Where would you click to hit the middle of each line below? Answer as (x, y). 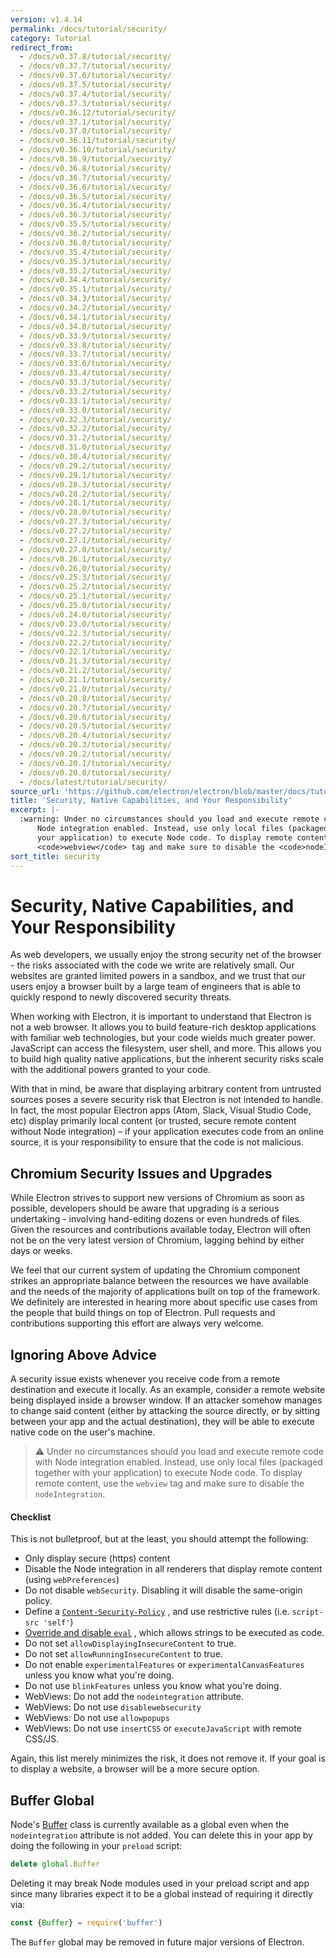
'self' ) (58, 1622)
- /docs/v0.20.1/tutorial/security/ (95, 763)
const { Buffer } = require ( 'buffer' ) (86, 1922)
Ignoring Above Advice (83, 1354)
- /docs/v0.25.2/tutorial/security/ (95, 587)
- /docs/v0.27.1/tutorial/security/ (95, 540)
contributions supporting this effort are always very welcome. (137, 1323)
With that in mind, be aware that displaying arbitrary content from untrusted (166, 1089)
